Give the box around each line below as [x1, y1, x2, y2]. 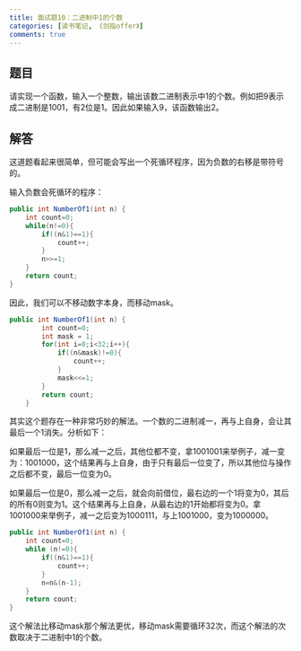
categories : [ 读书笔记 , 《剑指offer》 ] [9, 22, 144, 31]
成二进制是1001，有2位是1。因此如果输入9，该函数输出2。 [9, 102, 224, 113]
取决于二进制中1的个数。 [16, 632, 107, 643]
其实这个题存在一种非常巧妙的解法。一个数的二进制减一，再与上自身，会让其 [9, 416, 292, 427]
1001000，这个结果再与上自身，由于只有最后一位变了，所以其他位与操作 [24, 457, 292, 468]
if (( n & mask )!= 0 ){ [56, 348, 123, 357]
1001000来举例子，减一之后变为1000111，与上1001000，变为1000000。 [9, 510, 274, 521]
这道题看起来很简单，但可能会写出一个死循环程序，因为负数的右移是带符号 [9, 156, 284, 167]
